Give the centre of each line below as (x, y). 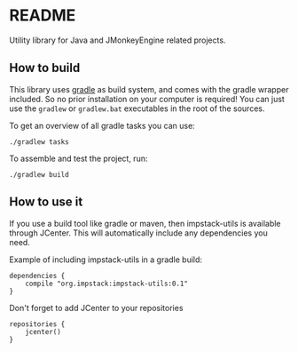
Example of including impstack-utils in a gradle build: (106, 260)
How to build (45, 68)
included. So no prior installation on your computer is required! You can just (147, 99)
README (43, 16)
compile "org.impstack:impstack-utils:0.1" (107, 284)
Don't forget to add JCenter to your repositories (96, 308)
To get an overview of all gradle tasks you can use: (102, 125)
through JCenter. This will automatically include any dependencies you (138, 233)
